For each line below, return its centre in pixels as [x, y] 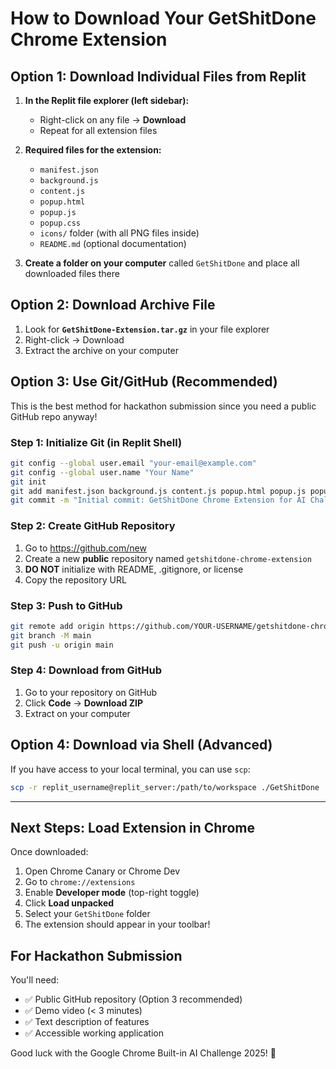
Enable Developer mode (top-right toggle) [112, 893]
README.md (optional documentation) [113, 243]
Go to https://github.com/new [85, 548]
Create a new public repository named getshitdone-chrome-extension [168, 558]
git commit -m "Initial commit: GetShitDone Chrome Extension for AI [158, 500]
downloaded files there [72, 273]
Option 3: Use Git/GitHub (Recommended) [144, 382]
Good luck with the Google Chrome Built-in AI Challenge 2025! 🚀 [143, 1053]
